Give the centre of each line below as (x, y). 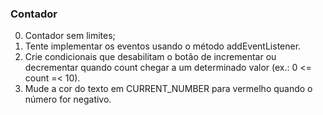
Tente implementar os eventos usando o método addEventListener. (163, 46)
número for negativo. (68, 99)
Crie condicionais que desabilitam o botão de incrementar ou (150, 57)
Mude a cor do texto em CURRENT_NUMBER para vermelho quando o (168, 89)
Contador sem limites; (70, 36)
